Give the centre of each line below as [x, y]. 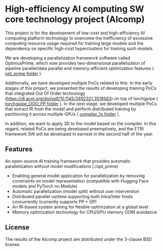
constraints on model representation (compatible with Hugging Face [81, 181]
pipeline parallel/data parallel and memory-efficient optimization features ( [80, 68]
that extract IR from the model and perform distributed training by [71, 109]
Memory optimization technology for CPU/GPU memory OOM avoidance [84, 212]
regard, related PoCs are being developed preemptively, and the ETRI [74, 128]
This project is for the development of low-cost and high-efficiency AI [75, 33]
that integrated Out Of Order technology [45, 93]
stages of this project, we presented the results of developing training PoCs [81, 88]
